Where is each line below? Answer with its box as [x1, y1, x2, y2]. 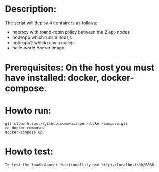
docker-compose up [5, 130, 43, 135]
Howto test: [5, 146, 54, 157]
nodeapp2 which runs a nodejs [12, 39, 75, 45]
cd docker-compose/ [5, 126, 45, 131]
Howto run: [5, 105, 51, 116]
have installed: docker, [5, 73, 99, 84]
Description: [5, 3, 57, 15]
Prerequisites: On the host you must [5, 62, 155, 73]
